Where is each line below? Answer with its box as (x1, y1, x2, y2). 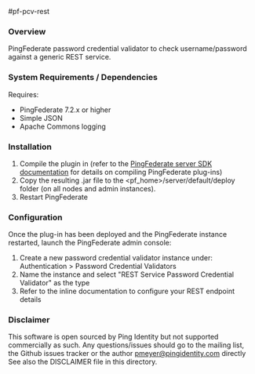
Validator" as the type (19, 278, 90, 288)
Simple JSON (19, 113, 63, 122)
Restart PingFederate (19, 192, 89, 202)
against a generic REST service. (8, 53, 111, 62)
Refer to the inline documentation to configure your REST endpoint (19, 286, 235, 296)
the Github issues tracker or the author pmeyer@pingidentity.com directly (8, 349, 246, 358)
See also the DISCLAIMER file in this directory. (8, 357, 158, 367)
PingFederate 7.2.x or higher (19, 105, 111, 114)
